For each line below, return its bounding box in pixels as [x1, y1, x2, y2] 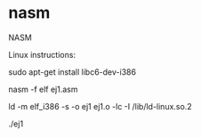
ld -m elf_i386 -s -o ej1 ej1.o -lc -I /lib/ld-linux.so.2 [8, 101, 192, 111]
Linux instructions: [8, 49, 76, 60]
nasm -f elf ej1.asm [8, 84, 78, 94]
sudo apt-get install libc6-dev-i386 [8, 66, 137, 77]
